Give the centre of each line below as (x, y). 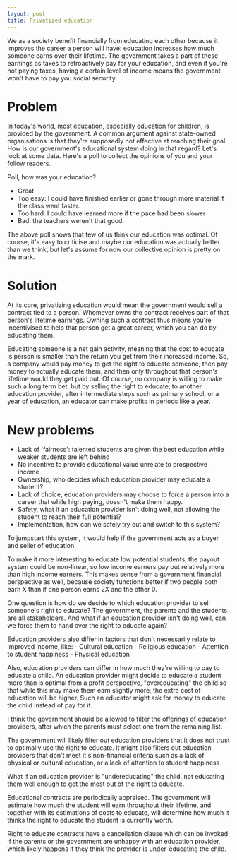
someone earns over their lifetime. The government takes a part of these (113, 55)
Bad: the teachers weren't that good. (71, 221)
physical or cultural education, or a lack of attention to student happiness (114, 763)
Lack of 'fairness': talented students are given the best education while (121, 450)
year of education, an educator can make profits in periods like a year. (109, 401)
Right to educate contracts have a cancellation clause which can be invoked (118, 834)
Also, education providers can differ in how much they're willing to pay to (114, 668)
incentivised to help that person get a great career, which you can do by (112, 328)
